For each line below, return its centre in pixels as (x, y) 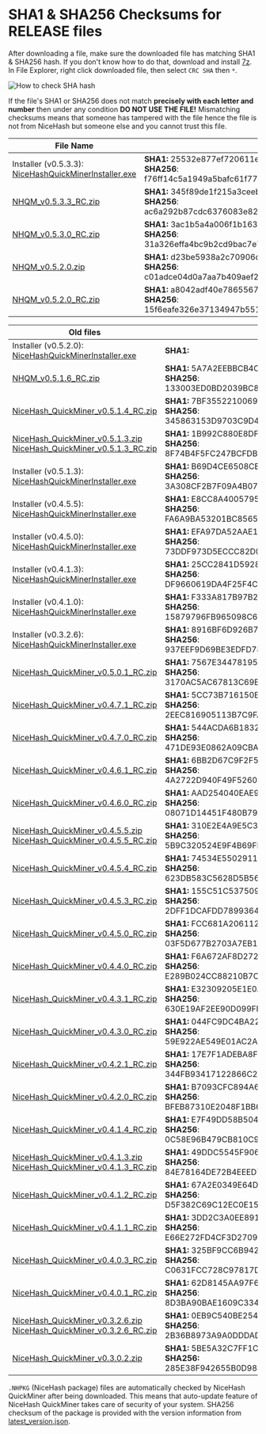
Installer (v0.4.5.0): (48, 536)
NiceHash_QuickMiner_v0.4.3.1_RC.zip (85, 998)
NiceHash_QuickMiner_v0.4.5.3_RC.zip (85, 900)
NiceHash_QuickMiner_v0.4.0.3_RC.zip (85, 1260)
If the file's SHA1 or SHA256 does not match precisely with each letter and (131, 101)
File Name (74, 146)
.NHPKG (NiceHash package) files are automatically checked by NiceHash (127, 1387)
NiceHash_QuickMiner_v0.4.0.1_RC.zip (85, 1292)
